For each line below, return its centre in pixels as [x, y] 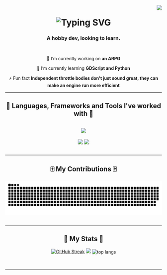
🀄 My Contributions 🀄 [83, 169]
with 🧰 [83, 113]
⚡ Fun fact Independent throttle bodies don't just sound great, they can [83, 78]
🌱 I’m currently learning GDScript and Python [83, 68]
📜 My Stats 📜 [83, 239]
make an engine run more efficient [83, 85]
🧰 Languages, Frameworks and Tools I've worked [83, 106]
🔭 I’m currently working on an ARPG [83, 59]
